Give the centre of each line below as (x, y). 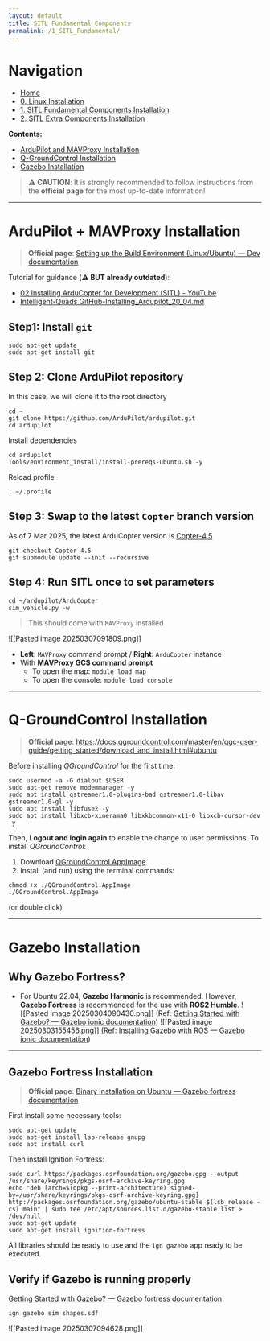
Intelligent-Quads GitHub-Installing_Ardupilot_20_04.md (112, 302)
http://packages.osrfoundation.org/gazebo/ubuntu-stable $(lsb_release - (135, 1203)
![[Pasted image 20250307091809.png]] (75, 638)
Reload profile (31, 477)
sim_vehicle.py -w (39, 608)
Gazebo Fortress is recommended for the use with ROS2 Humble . (129, 1005)
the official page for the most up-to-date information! (117, 191)
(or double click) (35, 907)
